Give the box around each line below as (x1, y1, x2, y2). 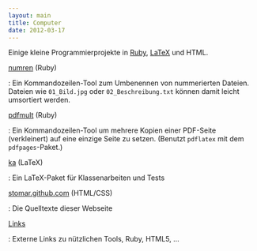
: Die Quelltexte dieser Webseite (8, 204, 113, 213)
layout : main (8, 11, 51, 20)
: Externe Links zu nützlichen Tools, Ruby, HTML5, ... (8, 234, 180, 244)
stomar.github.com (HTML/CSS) (8, 189, 113, 198)
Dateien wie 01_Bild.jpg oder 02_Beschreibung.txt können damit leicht (8, 87, 240, 96)
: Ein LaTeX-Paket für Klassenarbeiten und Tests (8, 173, 165, 182)
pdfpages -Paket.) (8, 143, 63, 152)
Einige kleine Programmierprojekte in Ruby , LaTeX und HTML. (8, 48, 209, 58)
